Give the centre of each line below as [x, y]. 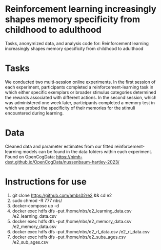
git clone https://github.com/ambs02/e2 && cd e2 [62, 195]
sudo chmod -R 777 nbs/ [37, 200]
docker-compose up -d [36, 205]
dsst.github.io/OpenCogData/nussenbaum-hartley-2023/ [62, 162]
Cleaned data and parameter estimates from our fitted [59, 146]
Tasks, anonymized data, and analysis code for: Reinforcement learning [77, 43]
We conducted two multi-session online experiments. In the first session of [80, 82]
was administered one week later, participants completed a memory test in [80, 102]
